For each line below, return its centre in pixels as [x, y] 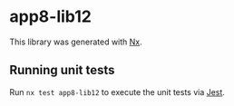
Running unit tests [62, 70]
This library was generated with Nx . [76, 42]
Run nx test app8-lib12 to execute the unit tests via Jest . [117, 92]
